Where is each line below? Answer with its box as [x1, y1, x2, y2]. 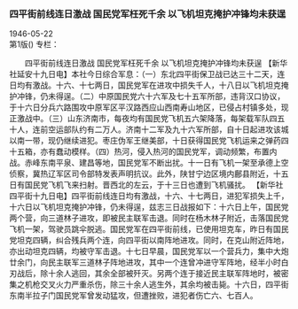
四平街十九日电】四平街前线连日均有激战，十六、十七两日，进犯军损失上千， [9, 190, 289, 201]
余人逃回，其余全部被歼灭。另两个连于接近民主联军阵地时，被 [55, 268, 281, 279]
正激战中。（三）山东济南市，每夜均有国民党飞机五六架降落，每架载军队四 [9, 113, 278, 124]
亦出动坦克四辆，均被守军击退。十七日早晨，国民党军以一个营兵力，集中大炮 [9, 246, 289, 257]
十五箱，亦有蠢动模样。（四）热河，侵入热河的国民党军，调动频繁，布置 [9, 146, 270, 157]
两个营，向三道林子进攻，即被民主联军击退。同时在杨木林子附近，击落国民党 [9, 212, 289, 223]
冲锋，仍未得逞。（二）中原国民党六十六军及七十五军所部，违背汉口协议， [16, 91, 286, 102]
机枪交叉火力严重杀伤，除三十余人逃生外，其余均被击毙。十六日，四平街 [24, 279, 289, 290]
